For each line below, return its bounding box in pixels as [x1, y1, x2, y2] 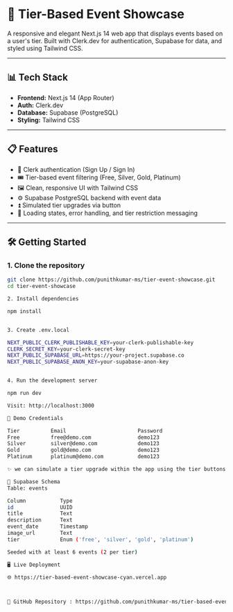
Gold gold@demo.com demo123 [7, 446, 159, 454]
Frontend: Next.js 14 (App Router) [17, 93, 114, 102]
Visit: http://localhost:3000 [7, 402, 95, 409]
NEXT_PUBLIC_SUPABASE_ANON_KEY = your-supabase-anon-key [7, 358, 169, 366]
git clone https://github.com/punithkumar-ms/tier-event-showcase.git [7, 276, 216, 284]
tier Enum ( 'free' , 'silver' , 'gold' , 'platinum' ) [7, 535, 194, 543]
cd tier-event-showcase [7, 283, 76, 290]
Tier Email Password [7, 427, 163, 434]
